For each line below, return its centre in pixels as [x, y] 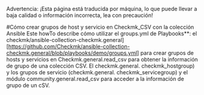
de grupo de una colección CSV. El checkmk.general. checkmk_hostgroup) [100, 66]
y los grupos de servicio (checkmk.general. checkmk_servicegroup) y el [97, 72]
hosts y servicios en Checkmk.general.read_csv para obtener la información [102, 59]
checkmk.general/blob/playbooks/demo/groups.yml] [73, 53]
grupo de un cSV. [28, 85]
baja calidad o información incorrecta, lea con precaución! [80, 15]
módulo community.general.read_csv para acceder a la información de [95, 79]
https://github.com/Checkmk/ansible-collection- [69, 46]
